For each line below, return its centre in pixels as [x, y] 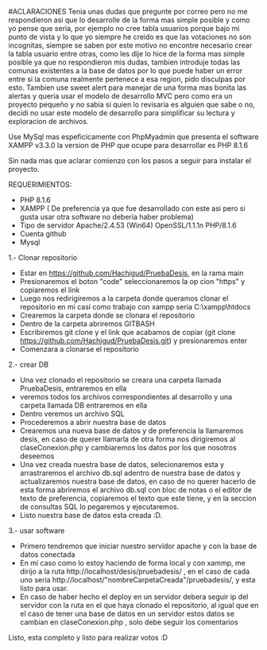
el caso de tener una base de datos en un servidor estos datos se [127, 613]
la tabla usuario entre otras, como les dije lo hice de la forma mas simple [127, 54]
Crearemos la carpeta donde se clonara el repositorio [107, 315]
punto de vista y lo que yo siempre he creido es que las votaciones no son [130, 37]
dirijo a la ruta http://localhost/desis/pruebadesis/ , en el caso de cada [135, 571]
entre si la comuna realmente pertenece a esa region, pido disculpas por [127, 79]
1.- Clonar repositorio [43, 257]
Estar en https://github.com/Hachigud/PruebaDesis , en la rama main [132, 273]
